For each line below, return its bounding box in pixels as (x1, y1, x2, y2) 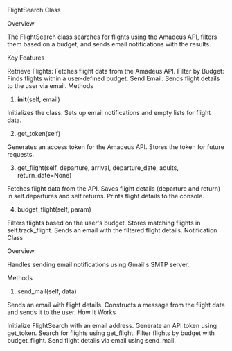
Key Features (7, 53, 45, 62)
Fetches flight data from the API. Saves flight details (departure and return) (7, 185, 221, 193)
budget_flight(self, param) (17, 205, 91, 214)
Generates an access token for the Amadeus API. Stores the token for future (7, 143, 225, 151)
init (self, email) (17, 95, 60, 103)
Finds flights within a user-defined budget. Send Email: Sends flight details (7, 74, 220, 83)
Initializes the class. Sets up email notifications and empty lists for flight (7, 109, 211, 117)
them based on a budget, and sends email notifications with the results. (7, 40, 211, 48)
